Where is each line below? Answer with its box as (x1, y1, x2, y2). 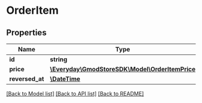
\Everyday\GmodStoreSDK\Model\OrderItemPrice (50, 65, 196, 73)
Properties (6, 28, 47, 38)
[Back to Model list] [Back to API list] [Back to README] (6, 90, 144, 97)
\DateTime (50, 75, 81, 83)
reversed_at (9, 75, 44, 83)
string (50, 55, 68, 63)
